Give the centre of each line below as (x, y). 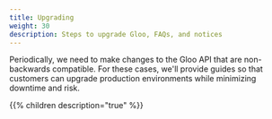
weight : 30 (30, 26)
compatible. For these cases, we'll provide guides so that (158, 69)
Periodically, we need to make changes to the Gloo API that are (126, 60)
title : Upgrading (42, 17)
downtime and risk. (45, 88)
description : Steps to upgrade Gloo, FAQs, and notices (116, 34)
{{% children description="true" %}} (76, 106)
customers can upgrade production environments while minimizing (133, 79)
